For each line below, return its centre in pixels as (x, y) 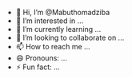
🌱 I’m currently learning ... (58, 29)
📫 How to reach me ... (53, 47)
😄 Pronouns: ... (42, 58)
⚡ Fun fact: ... (38, 67)
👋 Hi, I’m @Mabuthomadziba (63, 12)
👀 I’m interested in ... (50, 21)
